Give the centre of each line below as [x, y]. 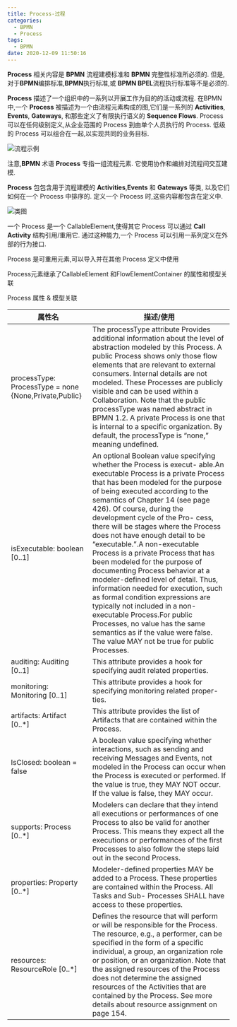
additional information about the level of [158, 338]
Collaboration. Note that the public [149, 400]
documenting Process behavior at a [151, 570]
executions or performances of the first [157, 840]
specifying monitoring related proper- [155, 691]
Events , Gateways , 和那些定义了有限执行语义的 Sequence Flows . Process [115, 116]
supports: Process [41, 826]
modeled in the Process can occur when [159, 766]
